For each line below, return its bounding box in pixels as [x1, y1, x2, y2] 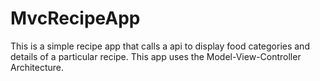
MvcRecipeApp [10, 7, 141, 30]
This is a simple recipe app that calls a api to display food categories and [10, 40, 310, 52]
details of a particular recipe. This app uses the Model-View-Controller [10, 50, 302, 62]
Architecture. [10, 61, 65, 73]
